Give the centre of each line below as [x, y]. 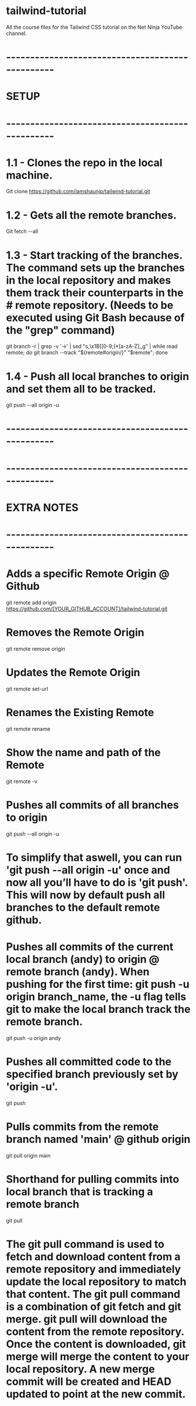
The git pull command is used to [85, 1244]
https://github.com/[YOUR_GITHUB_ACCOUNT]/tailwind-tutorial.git [87, 609]
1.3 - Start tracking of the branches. [94, 255]
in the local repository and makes [89, 280]
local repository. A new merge [80, 1369]
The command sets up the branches [96, 268]
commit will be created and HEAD [89, 1381]
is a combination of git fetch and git [94, 1306]
